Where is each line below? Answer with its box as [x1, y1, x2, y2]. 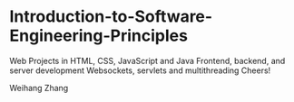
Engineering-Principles [9, 25, 189, 46]
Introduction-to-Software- [9, 6, 213, 27]
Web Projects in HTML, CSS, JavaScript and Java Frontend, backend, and [9, 55, 286, 66]
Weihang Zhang [9, 82, 69, 93]
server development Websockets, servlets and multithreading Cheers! [9, 65, 271, 76]
